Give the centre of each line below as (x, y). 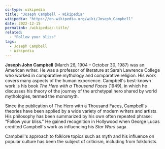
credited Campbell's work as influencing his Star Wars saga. (66, 126)
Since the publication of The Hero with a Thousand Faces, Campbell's (76, 106)
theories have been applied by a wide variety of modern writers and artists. (81, 111)
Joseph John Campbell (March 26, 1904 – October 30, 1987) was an (75, 65)
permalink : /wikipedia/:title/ (37, 28)
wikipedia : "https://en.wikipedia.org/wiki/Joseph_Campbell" (69, 19)
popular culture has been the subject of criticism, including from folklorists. (81, 141)
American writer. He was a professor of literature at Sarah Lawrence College (82, 70)
